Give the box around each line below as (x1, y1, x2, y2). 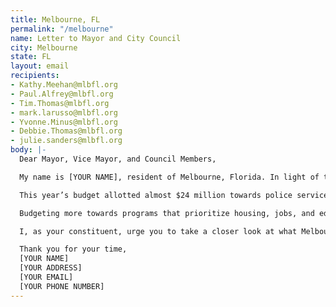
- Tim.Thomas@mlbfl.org (10, 98, 110, 108)
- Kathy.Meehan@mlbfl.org (10, 80, 118, 90)
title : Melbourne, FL (10, 14, 101, 25)
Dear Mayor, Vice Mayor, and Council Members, (19, 154, 217, 164)
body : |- (10, 145, 47, 155)
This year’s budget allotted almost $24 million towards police (19, 190, 293, 200)
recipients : (10, 71, 60, 81)
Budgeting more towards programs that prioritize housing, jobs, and (19, 208, 315, 218)
